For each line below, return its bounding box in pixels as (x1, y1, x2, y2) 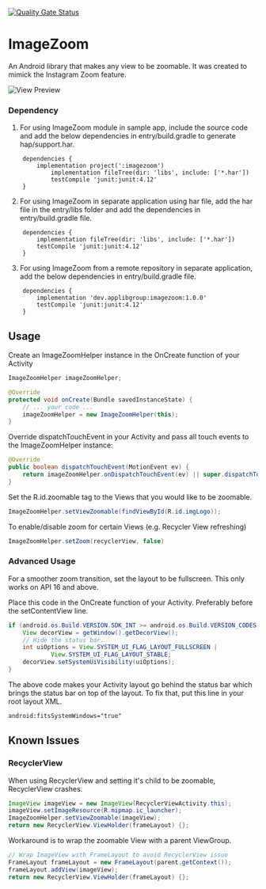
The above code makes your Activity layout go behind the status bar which (8, 679, 253, 689)
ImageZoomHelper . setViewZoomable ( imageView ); (8, 814, 161, 823)
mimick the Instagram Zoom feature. (8, 70, 127, 79)
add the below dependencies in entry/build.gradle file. (19, 272, 196, 281)
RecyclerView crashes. (8, 784, 83, 793)
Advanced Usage (8, 556, 76, 567)
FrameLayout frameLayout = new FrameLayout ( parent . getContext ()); (8, 858, 232, 866)
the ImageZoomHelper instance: (8, 440, 113, 450)
